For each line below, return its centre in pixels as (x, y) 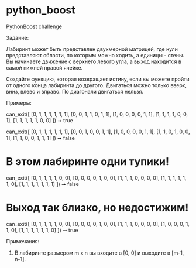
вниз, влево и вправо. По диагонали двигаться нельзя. (75, 91)
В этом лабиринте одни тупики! (88, 162)
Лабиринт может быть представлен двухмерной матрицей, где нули (92, 49)
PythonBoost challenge (34, 26)
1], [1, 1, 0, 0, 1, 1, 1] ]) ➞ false (40, 138)
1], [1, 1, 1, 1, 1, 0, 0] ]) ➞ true (39, 120)
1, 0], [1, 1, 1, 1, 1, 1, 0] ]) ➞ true (42, 230)
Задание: (18, 37)
